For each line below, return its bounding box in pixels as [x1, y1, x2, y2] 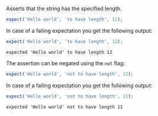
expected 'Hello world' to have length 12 [6, 49, 112, 55]
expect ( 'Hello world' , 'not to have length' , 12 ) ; [6, 71, 134, 77]
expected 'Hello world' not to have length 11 [6, 104, 123, 110]
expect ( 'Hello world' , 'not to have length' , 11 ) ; [6, 93, 134, 99]
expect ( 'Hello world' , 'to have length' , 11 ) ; [6, 17, 123, 22]
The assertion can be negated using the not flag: [6, 59, 125, 67]
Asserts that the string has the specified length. [6, 5, 122, 12]
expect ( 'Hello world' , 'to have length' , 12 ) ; [6, 38, 123, 44]
